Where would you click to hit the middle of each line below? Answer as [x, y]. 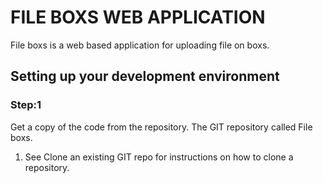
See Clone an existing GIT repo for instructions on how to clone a [159, 157]
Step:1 [26, 105]
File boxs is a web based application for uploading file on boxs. [140, 45]
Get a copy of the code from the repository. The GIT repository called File [161, 127]
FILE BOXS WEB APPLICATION [138, 17]
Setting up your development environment [145, 76]
